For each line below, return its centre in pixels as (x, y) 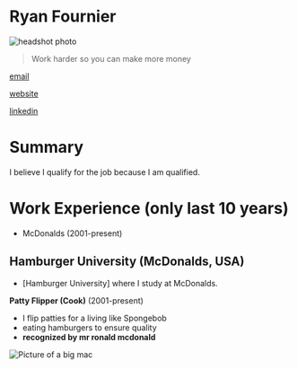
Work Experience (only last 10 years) (149, 209)
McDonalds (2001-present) (72, 233)
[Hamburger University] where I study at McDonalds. (120, 283)
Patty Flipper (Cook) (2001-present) (76, 300)
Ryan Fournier (63, 17)
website (24, 93)
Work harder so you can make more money (111, 58)
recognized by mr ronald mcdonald (89, 337)
